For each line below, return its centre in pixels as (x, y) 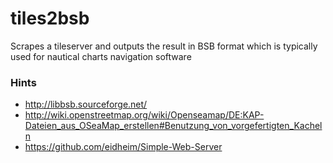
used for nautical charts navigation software (101, 56)
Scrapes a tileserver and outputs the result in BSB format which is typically (164, 46)
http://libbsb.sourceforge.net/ (86, 104)
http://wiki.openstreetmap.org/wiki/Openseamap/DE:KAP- (144, 115)
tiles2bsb (50, 18)
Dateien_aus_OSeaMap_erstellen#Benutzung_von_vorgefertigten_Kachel (173, 126)
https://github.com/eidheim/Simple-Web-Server (123, 147)
